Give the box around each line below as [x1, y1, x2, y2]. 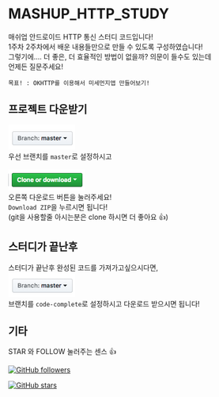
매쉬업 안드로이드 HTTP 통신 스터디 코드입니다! [8, 32, 153, 41]
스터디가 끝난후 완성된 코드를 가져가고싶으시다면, [8, 263, 159, 272]
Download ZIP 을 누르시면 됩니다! [8, 202, 108, 211]
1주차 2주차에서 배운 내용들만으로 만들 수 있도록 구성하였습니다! [8, 41, 203, 52]
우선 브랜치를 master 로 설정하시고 [8, 152, 112, 161]
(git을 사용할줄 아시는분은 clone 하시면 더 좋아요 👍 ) [8, 212, 168, 222]
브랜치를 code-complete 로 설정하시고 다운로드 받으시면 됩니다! [8, 299, 200, 308]
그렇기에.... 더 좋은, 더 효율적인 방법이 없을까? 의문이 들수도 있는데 [8, 52, 212, 61]
